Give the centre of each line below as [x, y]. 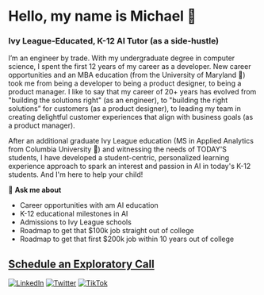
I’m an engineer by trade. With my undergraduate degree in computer [122, 58]
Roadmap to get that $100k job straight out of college [107, 231]
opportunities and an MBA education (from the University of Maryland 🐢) [127, 75]
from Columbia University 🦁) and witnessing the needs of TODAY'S [118, 149]
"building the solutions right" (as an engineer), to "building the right [118, 100]
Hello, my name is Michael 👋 [102, 16]
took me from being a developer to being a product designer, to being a [125, 83]
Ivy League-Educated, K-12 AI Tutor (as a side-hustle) [114, 41]
